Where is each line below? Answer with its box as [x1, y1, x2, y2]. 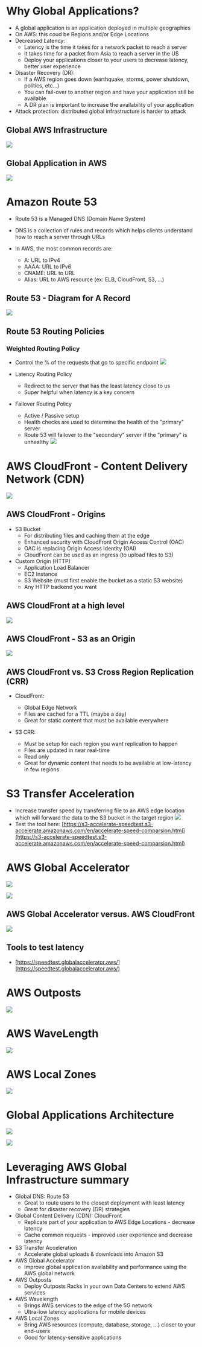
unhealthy [24, 439, 49, 445]
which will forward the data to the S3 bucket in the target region [14, 814, 174, 821]
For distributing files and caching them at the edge [24, 532, 150, 539]
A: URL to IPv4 [24, 256, 60, 264]
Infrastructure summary [6, 1173, 130, 1186]
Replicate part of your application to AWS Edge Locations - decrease [24, 1218, 195, 1226]
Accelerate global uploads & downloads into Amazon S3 [24, 1250, 164, 1258]
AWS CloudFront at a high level [6, 600, 125, 611]
